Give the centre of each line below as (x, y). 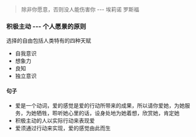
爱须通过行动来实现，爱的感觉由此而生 (63, 128)
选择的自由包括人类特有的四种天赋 (49, 41)
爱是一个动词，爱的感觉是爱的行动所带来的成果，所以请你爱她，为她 (100, 105)
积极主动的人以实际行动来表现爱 (55, 120)
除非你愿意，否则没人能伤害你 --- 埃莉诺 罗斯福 (80, 9)
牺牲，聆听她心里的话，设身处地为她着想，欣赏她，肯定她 (108, 113)
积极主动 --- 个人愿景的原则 (46, 26)
